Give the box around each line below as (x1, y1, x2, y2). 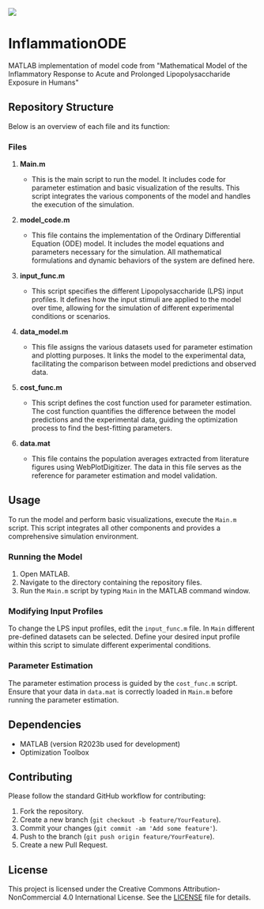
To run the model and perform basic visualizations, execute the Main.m (8, 514, 237, 524)
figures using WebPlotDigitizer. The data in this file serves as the (31, 463, 242, 472)
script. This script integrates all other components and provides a (8, 523, 221, 532)
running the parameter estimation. (8, 695, 119, 704)
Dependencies (8, 718, 81, 732)
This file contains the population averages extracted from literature (31, 454, 250, 464)
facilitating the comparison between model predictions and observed (31, 359, 257, 369)
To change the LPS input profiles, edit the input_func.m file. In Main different (8, 623, 255, 633)
